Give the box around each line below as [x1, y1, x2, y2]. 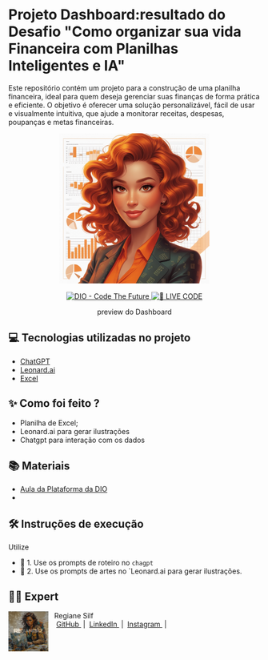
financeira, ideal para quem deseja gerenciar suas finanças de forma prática [8, 91, 260, 101]
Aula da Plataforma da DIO [19, 485, 108, 494]
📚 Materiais [8, 459, 70, 473]
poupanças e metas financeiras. [8, 117, 114, 127]
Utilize [8, 542, 30, 552]
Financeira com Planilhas [8, 40, 178, 58]
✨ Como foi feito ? [8, 396, 100, 410]
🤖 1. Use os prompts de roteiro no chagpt [19, 558, 154, 568]
